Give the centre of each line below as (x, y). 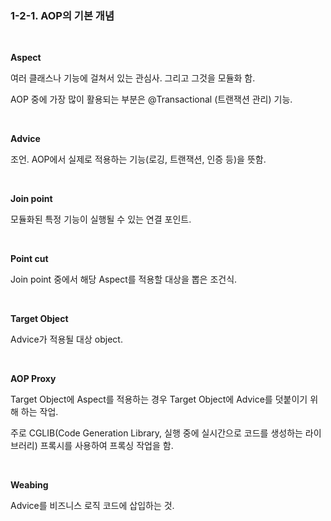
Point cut (29, 259)
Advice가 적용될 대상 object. (66, 339)
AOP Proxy (33, 379)
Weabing (29, 485)
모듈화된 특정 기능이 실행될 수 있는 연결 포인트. (101, 219)
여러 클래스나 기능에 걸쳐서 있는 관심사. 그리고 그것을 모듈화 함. (133, 78)
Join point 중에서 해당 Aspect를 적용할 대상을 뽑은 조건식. (124, 279)
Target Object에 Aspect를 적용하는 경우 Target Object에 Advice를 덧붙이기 (159, 399)
